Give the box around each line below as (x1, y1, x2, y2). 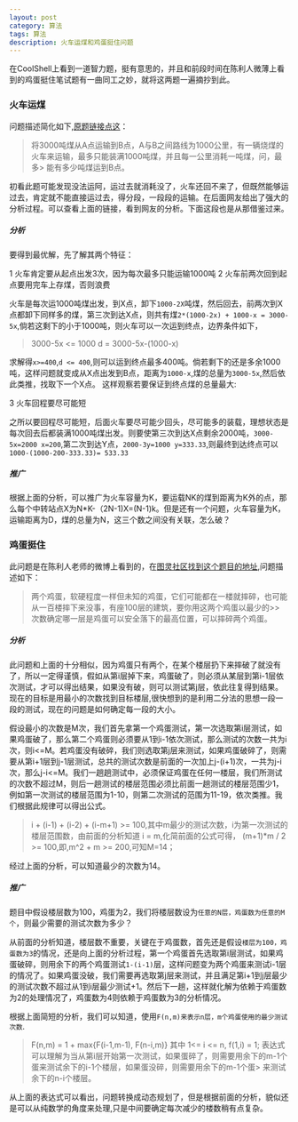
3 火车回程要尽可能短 (9, 397, 87, 408)
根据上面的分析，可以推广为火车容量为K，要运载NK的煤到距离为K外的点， (9, 493, 279, 503)
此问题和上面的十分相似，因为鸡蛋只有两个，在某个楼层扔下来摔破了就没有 (9, 659, 281, 669)
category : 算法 (9, 21, 63, 30)
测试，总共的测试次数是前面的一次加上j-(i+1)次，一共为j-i (74, 756, 282, 766)
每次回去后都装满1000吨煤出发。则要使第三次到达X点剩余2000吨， (9, 428, 255, 438)
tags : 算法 (9, 29, 47, 38)
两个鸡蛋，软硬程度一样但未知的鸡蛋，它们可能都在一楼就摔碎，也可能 (30, 590, 288, 601)
